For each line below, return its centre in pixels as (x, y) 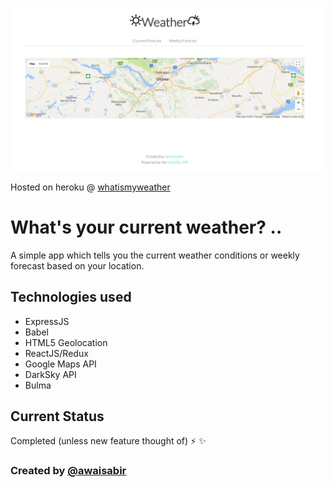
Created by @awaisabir (68, 471)
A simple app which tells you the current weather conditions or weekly (155, 255)
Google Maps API (60, 364)
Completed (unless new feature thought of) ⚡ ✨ (108, 441)
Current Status (57, 416)
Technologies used (71, 297)
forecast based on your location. (77, 265)
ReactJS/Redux (56, 353)
